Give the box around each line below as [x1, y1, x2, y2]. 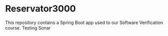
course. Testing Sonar [5, 24, 51, 30]
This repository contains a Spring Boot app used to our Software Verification [5, 19, 163, 25]
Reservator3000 [5, 3, 76, 14]
